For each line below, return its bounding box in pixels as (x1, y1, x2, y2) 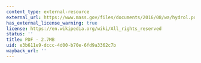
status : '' (6, 31, 33, 37)
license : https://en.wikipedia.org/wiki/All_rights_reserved (6, 25, 162, 32)
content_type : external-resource (6, 8, 90, 15)
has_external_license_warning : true (6, 20, 98, 26)
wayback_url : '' (6, 48, 47, 54)
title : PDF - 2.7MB (6, 37, 55, 43)
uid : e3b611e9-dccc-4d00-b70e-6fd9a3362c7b (6, 43, 117, 49)
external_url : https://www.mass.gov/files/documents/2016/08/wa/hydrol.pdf (6, 14, 199, 20)
